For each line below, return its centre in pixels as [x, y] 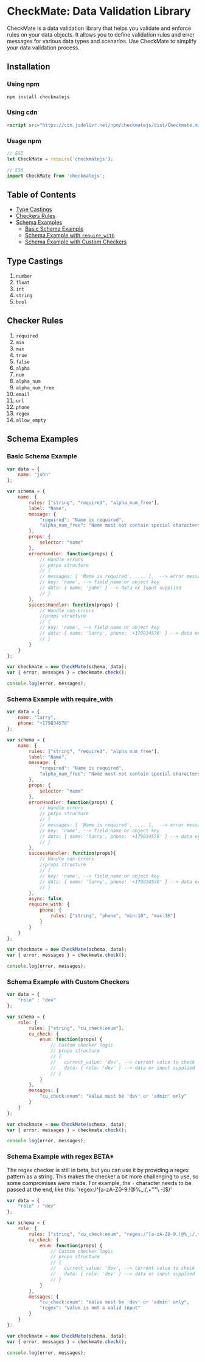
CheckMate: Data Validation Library [99, 11]
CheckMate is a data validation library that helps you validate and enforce [99, 28]
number [24, 276]
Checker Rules [35, 321]
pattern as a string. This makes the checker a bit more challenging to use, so [103, 1176]
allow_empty [31, 420]
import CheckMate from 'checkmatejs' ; [56, 176]
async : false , [47, 899]
